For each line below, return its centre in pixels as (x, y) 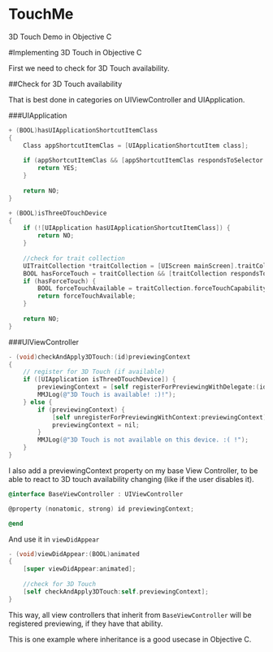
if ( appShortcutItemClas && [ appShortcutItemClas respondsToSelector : (145, 161)
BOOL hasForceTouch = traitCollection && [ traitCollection (125, 273)
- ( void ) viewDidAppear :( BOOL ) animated (74, 554)
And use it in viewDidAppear (54, 539)
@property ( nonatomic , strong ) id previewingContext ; (102, 509)
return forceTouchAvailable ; (87, 296)
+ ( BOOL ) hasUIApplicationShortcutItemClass (83, 130)
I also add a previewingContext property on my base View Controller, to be (133, 470)
